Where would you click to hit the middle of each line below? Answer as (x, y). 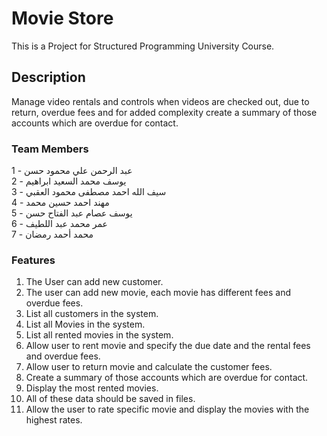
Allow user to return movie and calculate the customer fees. (149, 367)
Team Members (50, 149)
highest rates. (54, 420)
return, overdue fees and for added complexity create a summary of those (164, 112)
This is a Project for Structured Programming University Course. (143, 46)
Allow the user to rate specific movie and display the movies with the (167, 409)
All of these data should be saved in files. (110, 399)
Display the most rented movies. (92, 388)
